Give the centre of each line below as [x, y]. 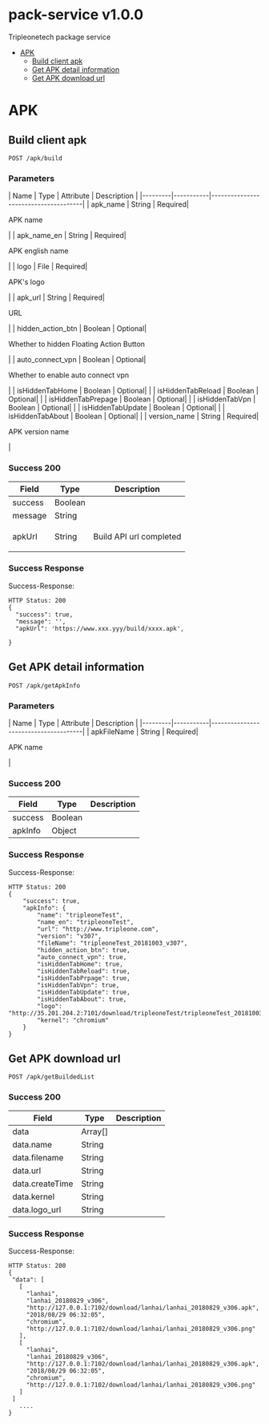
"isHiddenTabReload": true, [84, 971]
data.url [27, 1170]
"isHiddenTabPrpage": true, [84, 978]
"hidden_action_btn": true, [84, 950]
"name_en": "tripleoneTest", [86, 922]
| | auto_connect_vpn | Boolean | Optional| [77, 360]
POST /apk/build [35, 158]
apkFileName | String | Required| [145, 732]
